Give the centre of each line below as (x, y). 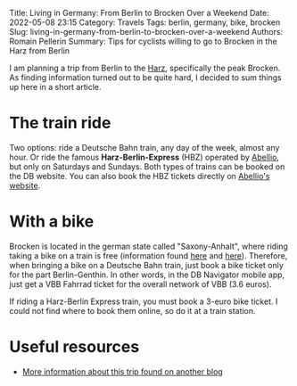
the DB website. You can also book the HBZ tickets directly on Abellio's (140, 176)
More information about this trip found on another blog (122, 371)
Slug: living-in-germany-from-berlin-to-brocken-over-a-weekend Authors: (146, 32)
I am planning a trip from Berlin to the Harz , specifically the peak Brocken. (145, 68)
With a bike (52, 222)
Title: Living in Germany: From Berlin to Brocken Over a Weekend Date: (139, 13)
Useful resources (74, 347)
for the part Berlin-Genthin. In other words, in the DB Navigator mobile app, (147, 275)
